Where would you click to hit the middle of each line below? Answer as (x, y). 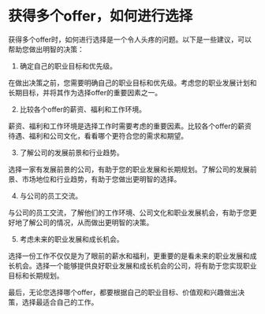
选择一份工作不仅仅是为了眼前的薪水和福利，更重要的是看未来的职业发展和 (129, 256)
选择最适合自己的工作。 (60, 302)
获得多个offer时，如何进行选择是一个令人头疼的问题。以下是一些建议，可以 (130, 39)
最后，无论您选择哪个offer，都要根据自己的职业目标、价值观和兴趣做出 (123, 292)
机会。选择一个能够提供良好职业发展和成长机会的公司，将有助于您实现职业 (136, 265)
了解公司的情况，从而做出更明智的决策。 (88, 222)
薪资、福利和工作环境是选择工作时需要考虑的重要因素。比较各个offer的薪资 (130, 126)
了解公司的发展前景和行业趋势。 (71, 152)
